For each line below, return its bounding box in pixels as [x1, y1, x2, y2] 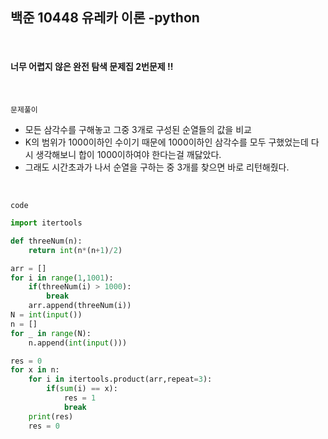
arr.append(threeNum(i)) [28, 301, 132, 311]
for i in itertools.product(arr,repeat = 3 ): [28, 374, 213, 385]
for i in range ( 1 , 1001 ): [10, 273, 114, 283]
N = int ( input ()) [10, 310, 83, 320]
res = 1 [63, 393, 97, 403]
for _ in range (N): [10, 328, 92, 338]
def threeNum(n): [10, 236, 83, 246]
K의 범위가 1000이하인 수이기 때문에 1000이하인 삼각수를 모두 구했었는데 [24, 136, 309, 148]
